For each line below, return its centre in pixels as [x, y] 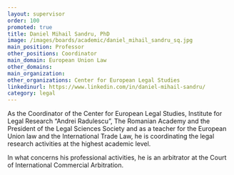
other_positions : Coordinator [52, 54]
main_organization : [36, 73]
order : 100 [24, 21]
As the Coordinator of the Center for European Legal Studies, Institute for [115, 114]
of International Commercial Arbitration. [66, 165]
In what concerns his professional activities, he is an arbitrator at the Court [117, 158]
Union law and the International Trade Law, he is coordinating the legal [111, 137]
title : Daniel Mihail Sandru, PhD [59, 34]
